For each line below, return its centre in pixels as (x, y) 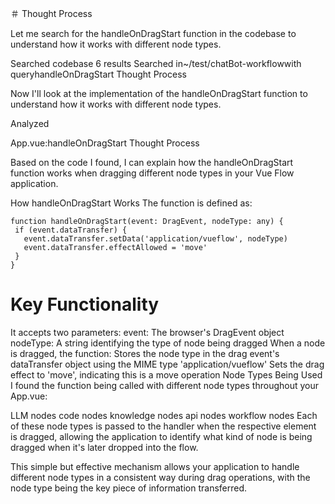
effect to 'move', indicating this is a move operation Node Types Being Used (166, 374)
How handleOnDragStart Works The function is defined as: (131, 203)
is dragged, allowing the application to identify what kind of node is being (161, 436)
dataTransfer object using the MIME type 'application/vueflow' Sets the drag (167, 364)
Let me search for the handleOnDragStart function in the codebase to (153, 33)
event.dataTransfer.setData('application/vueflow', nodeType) (155, 239)
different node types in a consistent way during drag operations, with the (160, 477)
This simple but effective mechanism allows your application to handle (155, 466)
